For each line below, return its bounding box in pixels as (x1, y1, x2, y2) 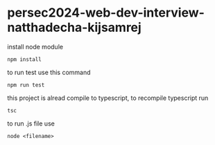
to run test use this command (7, 68, 92, 76)
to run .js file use (7, 119, 55, 128)
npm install (7, 56, 42, 63)
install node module (7, 42, 64, 51)
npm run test (7, 81, 45, 88)
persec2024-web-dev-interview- (7, 5, 205, 21)
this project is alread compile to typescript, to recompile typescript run (7, 94, 209, 102)
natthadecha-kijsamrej (7, 19, 142, 35)
